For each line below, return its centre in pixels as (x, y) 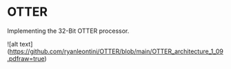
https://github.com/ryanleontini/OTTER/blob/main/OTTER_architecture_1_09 (117, 51)
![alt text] (20, 44)
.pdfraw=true (26, 58)
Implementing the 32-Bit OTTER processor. (68, 31)
